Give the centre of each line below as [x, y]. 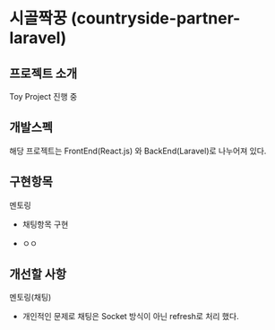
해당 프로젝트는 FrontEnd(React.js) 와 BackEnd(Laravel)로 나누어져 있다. [138, 151]
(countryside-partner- [155, 18]
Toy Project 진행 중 [43, 96]
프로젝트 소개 [43, 73]
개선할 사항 [38, 274]
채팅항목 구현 [45, 224]
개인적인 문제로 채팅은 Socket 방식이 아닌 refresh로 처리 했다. [130, 317]
